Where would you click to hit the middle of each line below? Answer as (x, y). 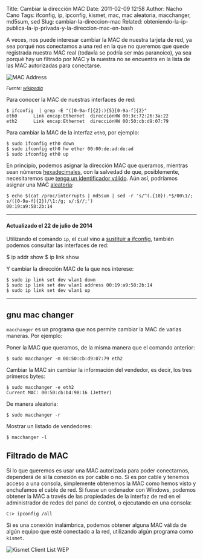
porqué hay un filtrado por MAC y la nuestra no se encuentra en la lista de (98, 59)
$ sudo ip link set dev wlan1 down (51, 280)
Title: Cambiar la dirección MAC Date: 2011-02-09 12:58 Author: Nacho (94, 9)
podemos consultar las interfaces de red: (57, 245)
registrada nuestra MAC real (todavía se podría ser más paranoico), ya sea (99, 53)
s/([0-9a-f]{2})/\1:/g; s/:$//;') (50, 201)
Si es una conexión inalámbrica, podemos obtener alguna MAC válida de (97, 525)
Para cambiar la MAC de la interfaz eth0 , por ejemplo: (73, 132)
